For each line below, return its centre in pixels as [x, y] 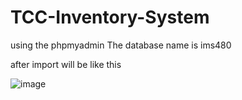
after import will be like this [66, 64]
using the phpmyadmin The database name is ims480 [121, 45]
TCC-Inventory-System [110, 17]
